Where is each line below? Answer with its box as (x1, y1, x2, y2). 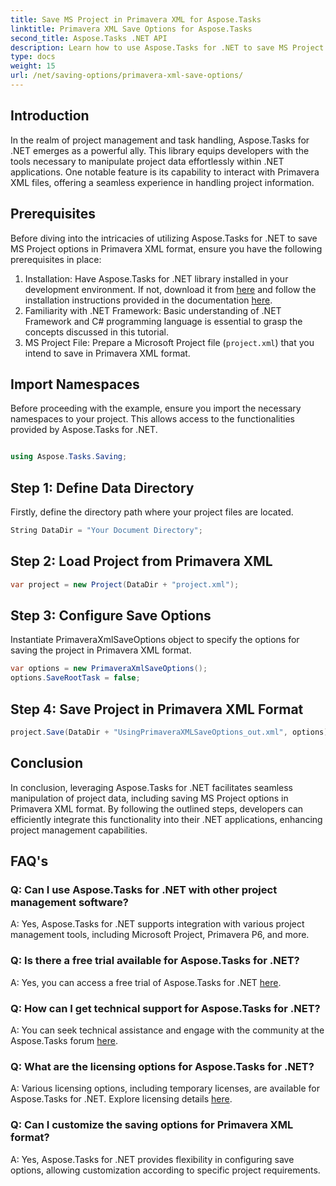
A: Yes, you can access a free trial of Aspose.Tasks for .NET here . (10, 976, 282, 988)
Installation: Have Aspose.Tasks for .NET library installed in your (24, 272, 289, 285)
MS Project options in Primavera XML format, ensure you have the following (10, 242, 323, 255)
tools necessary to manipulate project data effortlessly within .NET (10, 155, 285, 167)
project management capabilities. (10, 824, 148, 836)
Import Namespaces (10, 376, 140, 393)
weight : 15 (10, 61, 56, 71)
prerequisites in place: (10, 253, 102, 265)
